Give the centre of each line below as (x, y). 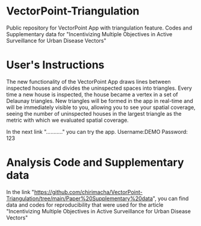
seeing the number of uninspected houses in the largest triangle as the (94, 113)
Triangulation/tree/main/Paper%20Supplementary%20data (80, 198)
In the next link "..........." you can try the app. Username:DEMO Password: (97, 131)
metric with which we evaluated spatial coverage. (68, 120)
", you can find (171, 198)
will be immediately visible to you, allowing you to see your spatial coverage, (101, 107)
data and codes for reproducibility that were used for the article (85, 205)
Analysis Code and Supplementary (95, 162)
